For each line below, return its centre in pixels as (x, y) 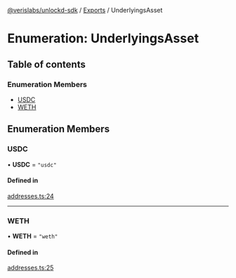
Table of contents (46, 64)
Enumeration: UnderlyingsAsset (103, 39)
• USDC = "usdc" (32, 164)
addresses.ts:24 (31, 196)
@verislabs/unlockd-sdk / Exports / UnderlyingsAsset (85, 10)
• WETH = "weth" (33, 236)
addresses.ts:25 (31, 268)
